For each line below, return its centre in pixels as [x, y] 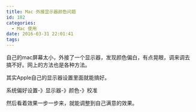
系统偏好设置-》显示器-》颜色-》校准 [52, 90]
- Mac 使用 [24, 28]
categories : [21, 23]
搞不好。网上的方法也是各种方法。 [48, 65]
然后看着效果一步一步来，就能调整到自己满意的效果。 [72, 103]
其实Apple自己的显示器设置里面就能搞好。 [58, 78]
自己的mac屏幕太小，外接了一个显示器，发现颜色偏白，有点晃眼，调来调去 [98, 57]
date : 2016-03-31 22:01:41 [40, 34]
